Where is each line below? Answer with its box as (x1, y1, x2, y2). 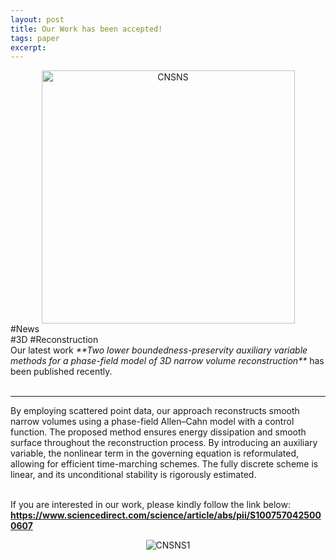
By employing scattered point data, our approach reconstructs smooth (10, 405, 300, 417)
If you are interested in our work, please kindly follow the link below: (10, 499, 291, 511)
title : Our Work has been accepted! (10, 24, 163, 34)
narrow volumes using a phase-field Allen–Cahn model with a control (10, 416, 295, 428)
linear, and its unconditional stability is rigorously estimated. (10, 469, 257, 481)
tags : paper (10, 33, 60, 43)
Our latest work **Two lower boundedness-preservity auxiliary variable (10, 344, 308, 356)
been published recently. (10, 366, 113, 378)
